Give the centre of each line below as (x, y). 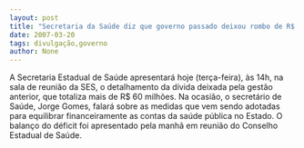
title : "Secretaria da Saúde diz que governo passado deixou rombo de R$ (152, 26)
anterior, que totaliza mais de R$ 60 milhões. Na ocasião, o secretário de (146, 97)
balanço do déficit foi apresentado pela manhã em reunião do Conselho (144, 126)
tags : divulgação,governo (58, 43)
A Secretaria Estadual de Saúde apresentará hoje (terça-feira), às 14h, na (147, 77)
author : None (34, 52)
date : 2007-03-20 (42, 35)
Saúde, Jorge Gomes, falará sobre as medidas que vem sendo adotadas (145, 106)
